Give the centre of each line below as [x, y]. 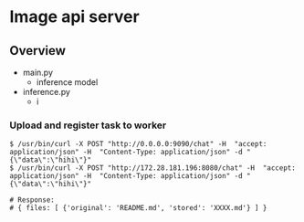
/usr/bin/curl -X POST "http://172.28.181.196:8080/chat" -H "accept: [157, 168]
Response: [36, 200]
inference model [67, 82]
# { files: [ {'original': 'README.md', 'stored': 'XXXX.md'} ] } [138, 208]
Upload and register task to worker [88, 125]
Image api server [74, 17]
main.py [37, 72]
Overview [38, 51]
